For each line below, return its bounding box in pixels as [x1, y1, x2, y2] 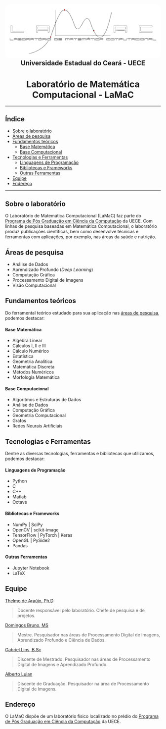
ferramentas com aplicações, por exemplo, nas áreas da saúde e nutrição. [5, 234, 157, 240]
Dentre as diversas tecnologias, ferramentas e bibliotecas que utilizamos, [5, 451, 155, 457]
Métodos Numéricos [12, 369, 54, 375]
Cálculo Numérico [12, 348, 49, 354]
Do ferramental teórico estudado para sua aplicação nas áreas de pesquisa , [5, 310, 160, 315]
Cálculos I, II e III [12, 343, 46, 349]
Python [12, 478, 27, 484]
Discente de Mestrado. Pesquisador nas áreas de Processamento [17, 656, 151, 662]
